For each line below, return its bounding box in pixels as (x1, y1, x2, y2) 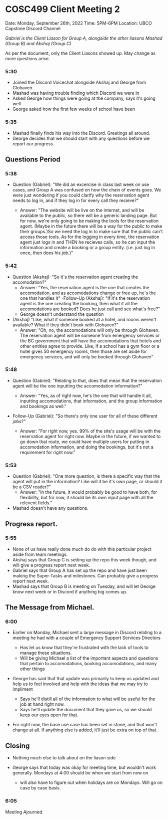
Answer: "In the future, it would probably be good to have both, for (19, 489, 157, 495)
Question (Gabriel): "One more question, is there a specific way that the (12, 473, 160, 479)
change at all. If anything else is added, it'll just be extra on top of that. (12, 727, 157, 733)
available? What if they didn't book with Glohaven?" (12, 322, 119, 328)
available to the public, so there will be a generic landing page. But (19, 213, 157, 219)
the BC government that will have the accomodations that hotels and (19, 337, 161, 344)
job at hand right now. (19, 701, 65, 707)
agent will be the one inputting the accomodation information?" (12, 382, 142, 389)
